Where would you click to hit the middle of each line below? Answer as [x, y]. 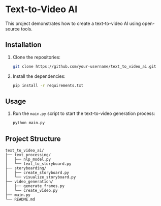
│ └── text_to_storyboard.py [38, 164]
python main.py [29, 123]
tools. [27, 28]
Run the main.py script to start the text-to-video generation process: [84, 113]
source [13, 28]
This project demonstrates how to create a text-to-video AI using [73, 23]
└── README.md [20, 199]
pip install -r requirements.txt [48, 85]
